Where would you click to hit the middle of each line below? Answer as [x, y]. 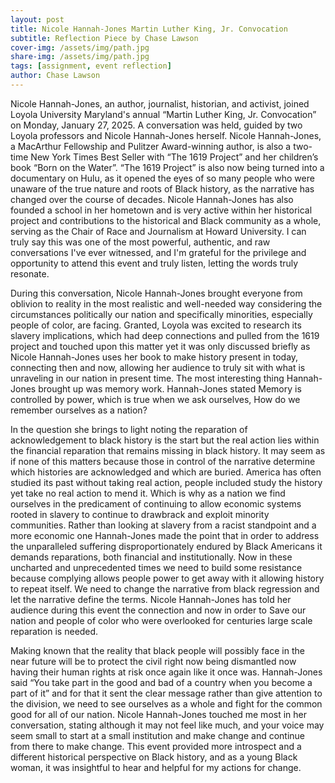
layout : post [37, 19]
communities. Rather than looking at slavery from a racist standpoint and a [163, 525]
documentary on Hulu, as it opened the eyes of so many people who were [162, 178]
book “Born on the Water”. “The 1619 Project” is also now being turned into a [167, 167]
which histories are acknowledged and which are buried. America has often [166, 472]
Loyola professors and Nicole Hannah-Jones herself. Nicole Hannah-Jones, [166, 135]
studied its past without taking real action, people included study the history [166, 482]
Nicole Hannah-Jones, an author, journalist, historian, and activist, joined [160, 103]
